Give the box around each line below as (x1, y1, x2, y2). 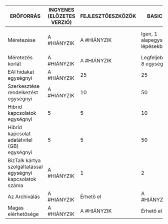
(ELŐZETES (47, 12, 75, 19)
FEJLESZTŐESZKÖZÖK (79, 12, 136, 19)
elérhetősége (7, 211, 39, 218)
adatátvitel (7, 137, 32, 143)
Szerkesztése (7, 83, 40, 89)
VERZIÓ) (50, 19, 72, 25)
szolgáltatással (7, 163, 43, 170)
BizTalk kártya (7, 157, 41, 164)
